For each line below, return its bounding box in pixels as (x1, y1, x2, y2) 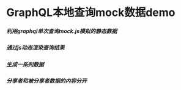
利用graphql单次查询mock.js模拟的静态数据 (6, 27, 117, 34)
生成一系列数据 (6, 61, 44, 68)
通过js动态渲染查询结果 (6, 44, 65, 51)
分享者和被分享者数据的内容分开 (6, 77, 87, 84)
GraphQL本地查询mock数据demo (6, 6, 175, 20)
